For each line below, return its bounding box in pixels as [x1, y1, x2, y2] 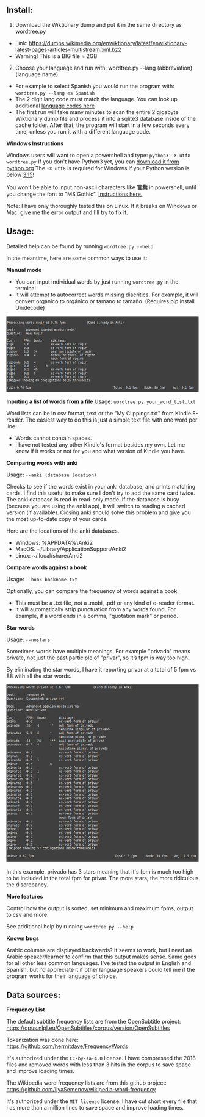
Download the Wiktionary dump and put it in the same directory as [15, 21, 182, 28]
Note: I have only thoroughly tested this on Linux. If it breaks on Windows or [6, 202, 197, 209]
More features [6, 893, 43, 900]
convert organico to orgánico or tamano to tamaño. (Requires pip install [15, 297, 195, 304]
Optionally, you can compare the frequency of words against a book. [6, 587, 179, 594]
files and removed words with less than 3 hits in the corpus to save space [6, 1061, 191, 1068]
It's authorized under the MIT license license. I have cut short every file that [6, 1097, 197, 1105]
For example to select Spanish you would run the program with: [15, 82, 175, 90]
